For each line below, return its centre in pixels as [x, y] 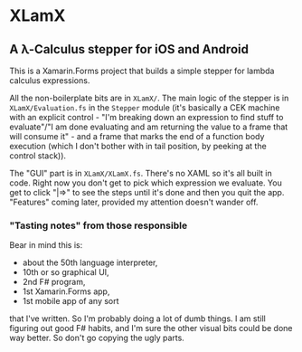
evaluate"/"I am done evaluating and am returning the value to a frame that [149, 127]
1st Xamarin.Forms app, [66, 291]
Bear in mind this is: [46, 245]
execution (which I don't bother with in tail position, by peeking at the [138, 146]
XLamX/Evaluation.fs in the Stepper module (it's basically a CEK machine [145, 108]
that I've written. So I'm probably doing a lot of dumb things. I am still [138, 319]
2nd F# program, [54, 282]
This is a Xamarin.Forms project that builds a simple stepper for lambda [142, 71]
